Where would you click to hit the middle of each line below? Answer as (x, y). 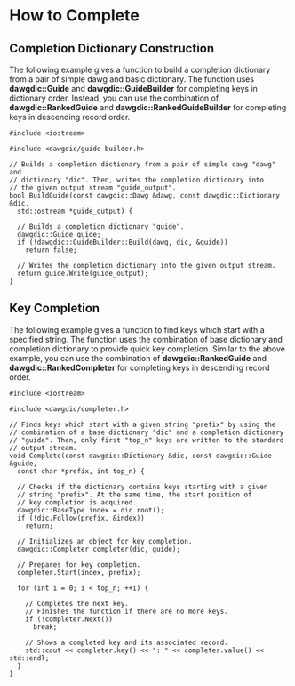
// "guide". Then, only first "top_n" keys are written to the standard (147, 440)
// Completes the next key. (77, 603)
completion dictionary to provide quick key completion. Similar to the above (147, 349)
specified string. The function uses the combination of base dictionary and (146, 339)
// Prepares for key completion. (79, 565)
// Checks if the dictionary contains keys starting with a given (143, 487)
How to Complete (74, 16)
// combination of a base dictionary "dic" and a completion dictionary (147, 432)
